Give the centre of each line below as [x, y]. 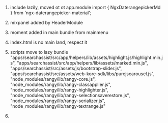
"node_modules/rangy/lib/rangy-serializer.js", [58, 101]
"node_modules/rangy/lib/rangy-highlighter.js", [59, 90]
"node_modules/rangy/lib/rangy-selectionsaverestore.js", [70, 95]
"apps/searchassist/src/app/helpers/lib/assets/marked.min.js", [83, 63]
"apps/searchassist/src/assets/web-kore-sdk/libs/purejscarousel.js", [82, 74]
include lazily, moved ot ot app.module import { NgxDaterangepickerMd [85, 7]
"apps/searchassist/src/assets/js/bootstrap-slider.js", [66, 68]
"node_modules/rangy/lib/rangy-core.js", [53, 79]
